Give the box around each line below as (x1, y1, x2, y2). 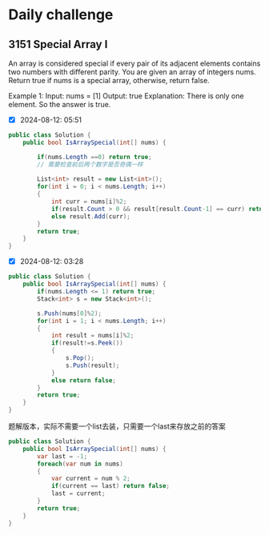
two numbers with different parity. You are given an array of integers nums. (8, 67, 256, 77)
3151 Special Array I (8, 38, 108, 51)
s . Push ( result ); (65, 361, 120, 369)
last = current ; (50, 489, 106, 497)
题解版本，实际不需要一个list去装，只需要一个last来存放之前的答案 (8, 421, 226, 431)
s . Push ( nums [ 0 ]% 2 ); (37, 309, 102, 317)
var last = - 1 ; (37, 452, 88, 461)
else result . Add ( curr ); (50, 212, 130, 221)
